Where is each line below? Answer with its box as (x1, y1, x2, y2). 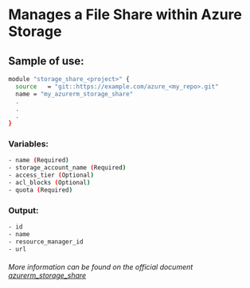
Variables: (8, 138, 49, 150)
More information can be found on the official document (8, 263, 193, 272)
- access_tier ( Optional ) (8, 171, 94, 180)
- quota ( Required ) (8, 185, 73, 194)
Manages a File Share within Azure (8, 6, 243, 24)
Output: (8, 204, 39, 216)
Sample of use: (8, 54, 85, 68)
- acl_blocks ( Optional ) (8, 179, 91, 187)
